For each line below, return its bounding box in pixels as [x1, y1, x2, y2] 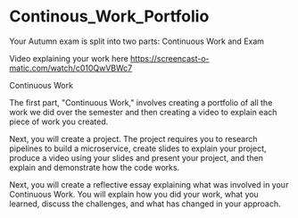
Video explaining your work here [9, 53, 129, 63]
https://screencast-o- [130, 53, 210, 63]
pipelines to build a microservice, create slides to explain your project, [9, 143, 267, 154]
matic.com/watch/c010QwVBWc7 [9, 63, 133, 73]
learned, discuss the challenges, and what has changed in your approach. [9, 198, 281, 209]
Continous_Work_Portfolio [9, 6, 210, 27]
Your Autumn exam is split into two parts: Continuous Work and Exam [9, 36, 265, 46]
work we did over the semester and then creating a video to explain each [9, 106, 277, 117]
